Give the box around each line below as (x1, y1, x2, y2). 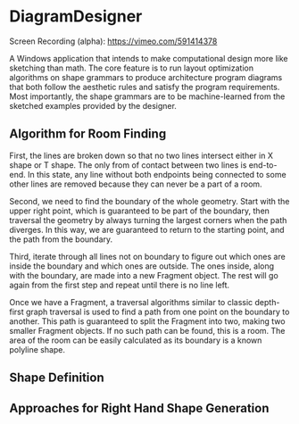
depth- (254, 296, 280, 307)
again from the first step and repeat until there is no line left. (9, 279, 230, 290)
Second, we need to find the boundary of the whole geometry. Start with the (9, 195, 290, 206)
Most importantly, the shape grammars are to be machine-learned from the (9, 91, 286, 102)
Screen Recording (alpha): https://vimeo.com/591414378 (9, 36, 218, 46)
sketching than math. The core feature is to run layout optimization (9, 62, 254, 73)
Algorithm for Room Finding (9, 127, 167, 142)
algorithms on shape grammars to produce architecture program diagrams (9, 71, 283, 82)
